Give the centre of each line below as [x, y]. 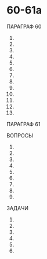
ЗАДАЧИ [17, 208]
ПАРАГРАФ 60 [24, 26]
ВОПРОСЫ [20, 135]
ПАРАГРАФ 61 [23, 124]
